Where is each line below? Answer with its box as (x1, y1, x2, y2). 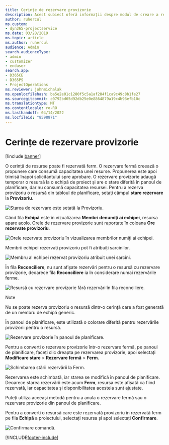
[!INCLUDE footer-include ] (5, 434, 59, 440)
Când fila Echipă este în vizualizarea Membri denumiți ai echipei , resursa (5, 214, 158, 220)
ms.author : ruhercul (5, 40, 49, 45)
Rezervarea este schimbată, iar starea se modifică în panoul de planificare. (5, 374, 160, 380)
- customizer (5, 59, 33, 64)
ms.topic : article (5, 36, 44, 41)
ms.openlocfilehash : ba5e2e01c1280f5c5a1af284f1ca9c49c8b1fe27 (5, 92, 141, 97)
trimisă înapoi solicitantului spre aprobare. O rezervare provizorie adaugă (5, 173, 156, 180)
